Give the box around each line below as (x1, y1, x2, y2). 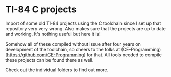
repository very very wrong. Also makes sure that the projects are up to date (5, 25, 166, 31)
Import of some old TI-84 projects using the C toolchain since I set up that (5, 20, 161, 26)
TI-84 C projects (5, 4, 77, 15)
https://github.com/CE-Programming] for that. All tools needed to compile (7, 52, 162, 58)
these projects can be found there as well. (5, 57, 94, 63)
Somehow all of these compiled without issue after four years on (5, 41, 141, 47)
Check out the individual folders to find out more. (5, 67, 109, 73)
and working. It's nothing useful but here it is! (5, 31, 101, 37)
